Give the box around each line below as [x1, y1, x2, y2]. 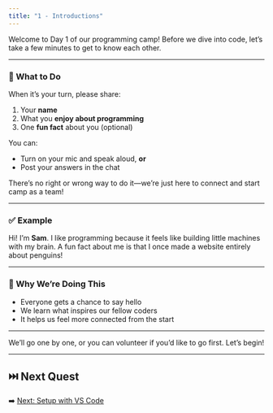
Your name [19, 105, 58, 115]
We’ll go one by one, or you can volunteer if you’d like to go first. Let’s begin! [8, 337, 265, 347]
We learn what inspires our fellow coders [19, 306, 158, 315]
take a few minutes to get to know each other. [8, 42, 162, 53]
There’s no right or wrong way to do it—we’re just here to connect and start [8, 178, 260, 188]
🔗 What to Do [8, 71, 61, 82]
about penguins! [8, 250, 63, 260]
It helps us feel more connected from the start [19, 314, 175, 324]
